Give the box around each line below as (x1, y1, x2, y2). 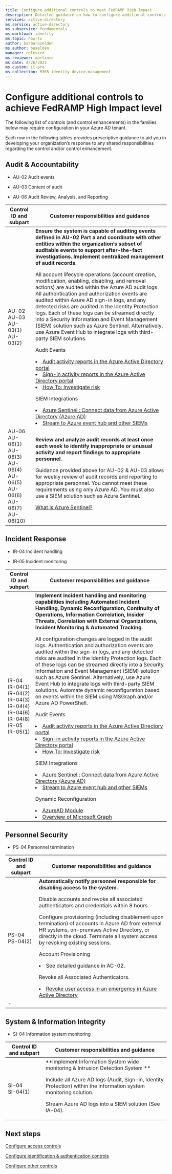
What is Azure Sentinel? (35, 504, 93, 511)
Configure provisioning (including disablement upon (38, 913, 164, 921)
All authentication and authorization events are (35, 290, 147, 297)
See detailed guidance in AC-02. (46, 962, 125, 969)
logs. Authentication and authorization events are (35, 642, 154, 649)
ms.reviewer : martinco (5, 55, 54, 60)
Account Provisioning (38, 951, 91, 958)
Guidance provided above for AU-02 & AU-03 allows (35, 466, 164, 474)
